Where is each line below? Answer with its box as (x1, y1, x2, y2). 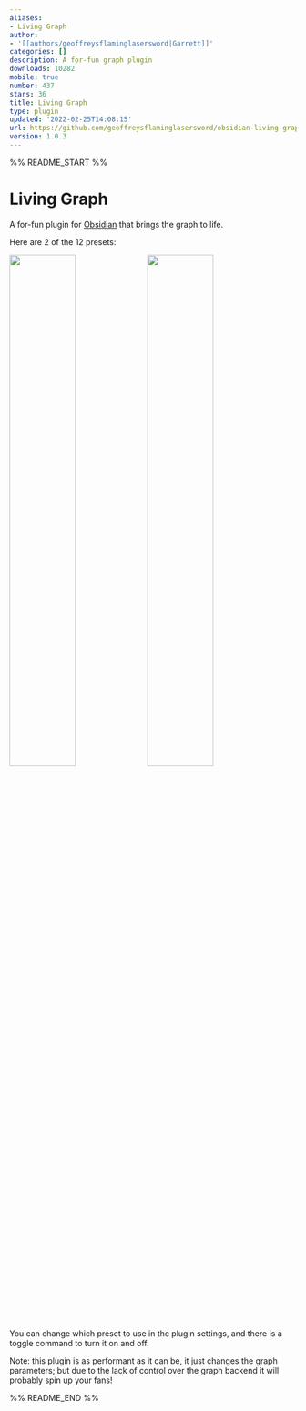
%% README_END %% (9, 1392, 100, 1403)
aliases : (9, 13, 43, 23)
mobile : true (9, 73, 59, 82)
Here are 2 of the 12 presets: (9, 236, 117, 247)
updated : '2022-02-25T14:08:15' (9, 115, 132, 124)
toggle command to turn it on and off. (9, 1337, 149, 1348)
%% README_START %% (9, 157, 107, 168)
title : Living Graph (9, 97, 88, 107)
